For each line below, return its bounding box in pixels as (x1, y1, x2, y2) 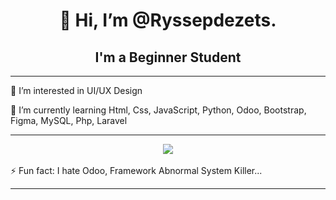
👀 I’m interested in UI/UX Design (10, 85, 143, 96)
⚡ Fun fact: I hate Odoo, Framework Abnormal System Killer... (10, 165, 263, 176)
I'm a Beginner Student (94, 49, 242, 66)
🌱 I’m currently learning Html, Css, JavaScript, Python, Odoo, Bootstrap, (10, 104, 307, 116)
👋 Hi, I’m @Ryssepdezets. (59, 9, 277, 32)
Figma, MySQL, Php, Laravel (10, 115, 128, 126)
